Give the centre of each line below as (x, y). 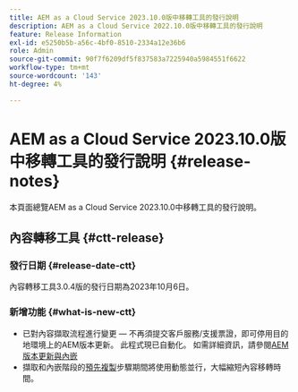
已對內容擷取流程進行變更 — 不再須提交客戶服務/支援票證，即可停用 (147, 333)
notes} (35, 181)
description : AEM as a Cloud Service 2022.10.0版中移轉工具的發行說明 (136, 26)
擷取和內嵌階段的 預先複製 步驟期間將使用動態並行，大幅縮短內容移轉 (148, 367)
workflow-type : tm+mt (50, 68)
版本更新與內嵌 (50, 355)
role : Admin (31, 51)
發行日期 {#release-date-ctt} (73, 265)
